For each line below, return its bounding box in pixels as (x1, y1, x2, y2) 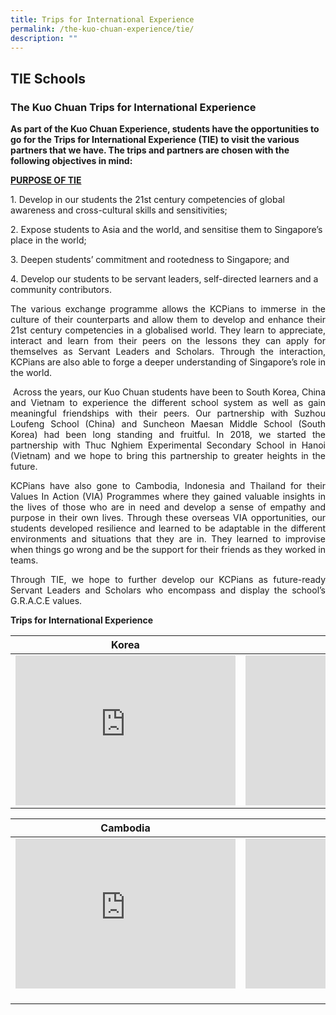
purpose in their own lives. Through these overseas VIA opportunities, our (10, 512, 326, 524)
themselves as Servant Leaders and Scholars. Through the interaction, (10, 346, 326, 358)
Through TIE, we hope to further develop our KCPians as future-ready (10, 574, 326, 586)
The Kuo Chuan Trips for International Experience (10, 100, 257, 114)
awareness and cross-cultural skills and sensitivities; (10, 204, 228, 216)
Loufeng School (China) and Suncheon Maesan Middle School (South (10, 418, 326, 430)
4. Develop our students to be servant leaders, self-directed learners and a (10, 273, 319, 285)
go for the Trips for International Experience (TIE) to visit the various (10, 134, 300, 146)
